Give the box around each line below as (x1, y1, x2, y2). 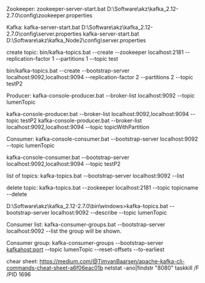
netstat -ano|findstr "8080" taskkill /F (104, 264, 199, 271)
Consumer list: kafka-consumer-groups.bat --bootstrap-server (6, 221, 166, 228)
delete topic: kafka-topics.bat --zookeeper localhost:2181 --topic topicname (6, 184, 198, 191)
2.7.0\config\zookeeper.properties (6, 12, 93, 19)
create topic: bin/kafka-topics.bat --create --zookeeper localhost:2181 (6, 48, 184, 56)
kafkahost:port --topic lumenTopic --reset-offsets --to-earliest (6, 246, 164, 253)
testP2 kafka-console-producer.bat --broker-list (20, 117, 142, 124)
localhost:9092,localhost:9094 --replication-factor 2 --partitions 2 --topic (6, 74, 193, 80)
